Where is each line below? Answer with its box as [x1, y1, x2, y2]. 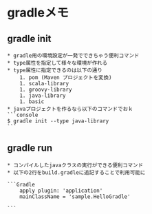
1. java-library [19, 92, 67, 99]
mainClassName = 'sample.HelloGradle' [19, 193, 131, 200]
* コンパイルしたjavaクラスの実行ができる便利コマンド [7, 162, 143, 169]
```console [7, 111, 39, 118]
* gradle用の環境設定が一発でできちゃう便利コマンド [7, 52, 140, 59]
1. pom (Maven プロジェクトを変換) [19, 74, 112, 81]
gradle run [7, 142, 53, 154]
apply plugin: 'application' [19, 187, 103, 194]
